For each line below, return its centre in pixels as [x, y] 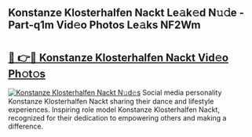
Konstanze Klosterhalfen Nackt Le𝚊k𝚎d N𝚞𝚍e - [126, 13]
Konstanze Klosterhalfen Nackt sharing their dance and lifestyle [111, 101]
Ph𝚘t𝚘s [27, 74]
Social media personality [182, 92]
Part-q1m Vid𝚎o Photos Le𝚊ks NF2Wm [104, 25]
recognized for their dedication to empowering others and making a [117, 118]
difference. [26, 126]
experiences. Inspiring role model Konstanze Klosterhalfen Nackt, [114, 110]
